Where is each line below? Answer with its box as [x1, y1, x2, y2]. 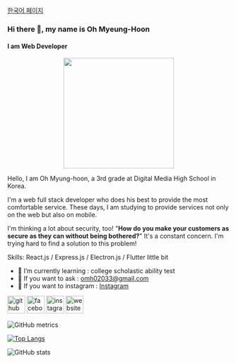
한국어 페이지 [7, 6, 44, 14]
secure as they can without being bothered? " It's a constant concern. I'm [7, 232, 224, 241]
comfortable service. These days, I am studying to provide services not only [7, 203, 229, 212]
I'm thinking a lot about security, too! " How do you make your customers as [7, 224, 230, 233]
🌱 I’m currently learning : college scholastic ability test [17, 267, 175, 275]
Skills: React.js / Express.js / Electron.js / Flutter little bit [7, 253, 169, 262]
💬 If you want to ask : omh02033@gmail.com [17, 275, 149, 283]
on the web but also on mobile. [7, 211, 98, 219]
